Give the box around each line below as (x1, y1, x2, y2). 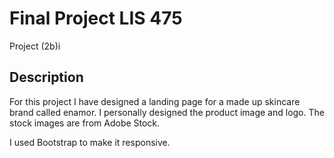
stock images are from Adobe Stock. (9, 117, 161, 129)
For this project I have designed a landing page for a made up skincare (9, 95, 301, 107)
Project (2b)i (9, 40, 61, 52)
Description (9, 69, 84, 86)
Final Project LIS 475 (9, 7, 183, 30)
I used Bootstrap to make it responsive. (9, 136, 171, 148)
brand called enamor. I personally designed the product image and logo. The (9, 106, 325, 118)
